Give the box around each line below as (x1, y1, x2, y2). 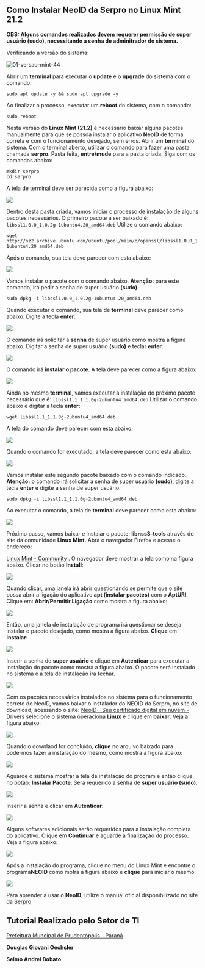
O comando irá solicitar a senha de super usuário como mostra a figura (6, 336, 186, 343)
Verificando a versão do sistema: (6, 49, 89, 56)
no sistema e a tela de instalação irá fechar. (6, 670, 115, 677)
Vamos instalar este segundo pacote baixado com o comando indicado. (6, 471, 187, 478)
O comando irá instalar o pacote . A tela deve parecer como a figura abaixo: (6, 366, 197, 373)
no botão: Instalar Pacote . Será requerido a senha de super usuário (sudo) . (6, 779, 198, 786)
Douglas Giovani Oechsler (6, 944, 74, 951)
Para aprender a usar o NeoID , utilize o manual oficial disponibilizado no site (6, 891, 198, 898)
